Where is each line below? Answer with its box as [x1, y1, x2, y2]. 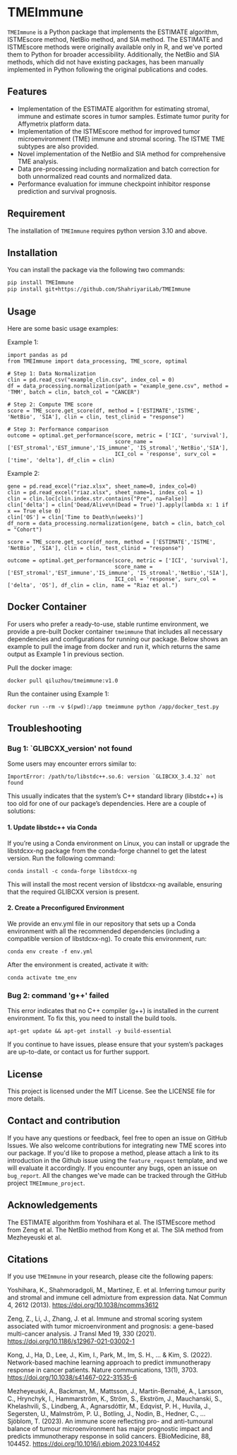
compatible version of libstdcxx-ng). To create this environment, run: [7, 934, 207, 942]
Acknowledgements [7, 1199, 98, 1211]
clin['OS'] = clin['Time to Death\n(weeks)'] [7, 513, 143, 520]
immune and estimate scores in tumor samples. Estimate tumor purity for [17, 112, 229, 120]
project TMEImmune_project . [7, 1179, 85, 1187]
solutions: [7, 807, 36, 815]
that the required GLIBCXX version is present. [7, 887, 140, 896]
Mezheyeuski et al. [7, 1233, 62, 1241]
